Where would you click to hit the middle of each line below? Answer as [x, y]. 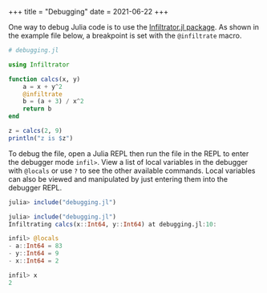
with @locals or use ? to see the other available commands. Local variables [132, 171]
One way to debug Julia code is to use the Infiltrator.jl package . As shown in [133, 27]
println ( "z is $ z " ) [41, 138]
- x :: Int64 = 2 [34, 261]
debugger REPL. [35, 187]
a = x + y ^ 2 [42, 86]
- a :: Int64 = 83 [35, 246]
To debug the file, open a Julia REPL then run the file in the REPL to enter [129, 153]
